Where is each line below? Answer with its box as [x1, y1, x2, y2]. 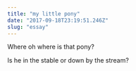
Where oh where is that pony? [7, 43, 95, 51]
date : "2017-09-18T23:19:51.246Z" [7, 17, 109, 24]
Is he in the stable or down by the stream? [7, 56, 129, 65]
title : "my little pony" [7, 10, 80, 18]
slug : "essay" [7, 23, 49, 30]
